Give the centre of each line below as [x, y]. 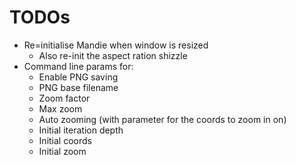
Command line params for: [78, 66]
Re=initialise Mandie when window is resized [116, 45]
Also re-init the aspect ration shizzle [113, 55]
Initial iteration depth [81, 130]
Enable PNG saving [78, 77]
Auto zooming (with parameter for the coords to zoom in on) [162, 119]
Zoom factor [64, 98]
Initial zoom [62, 151]
